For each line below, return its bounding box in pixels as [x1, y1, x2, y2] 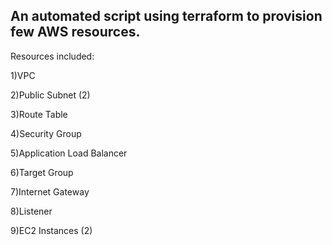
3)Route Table [10, 108, 68, 120]
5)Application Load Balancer [10, 147, 128, 159]
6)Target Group [10, 166, 74, 178]
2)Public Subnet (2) [10, 89, 91, 101]
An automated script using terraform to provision [10, 8, 323, 25]
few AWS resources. [10, 24, 141, 41]
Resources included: [10, 50, 95, 62]
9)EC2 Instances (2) [10, 224, 93, 236]
